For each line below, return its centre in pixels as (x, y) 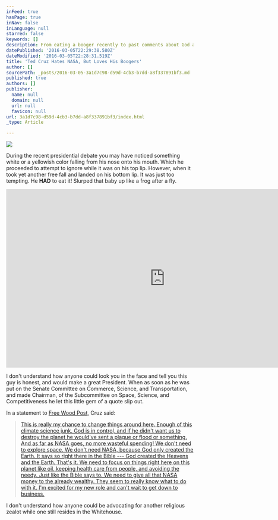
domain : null (28, 100)
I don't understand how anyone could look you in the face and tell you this (97, 376)
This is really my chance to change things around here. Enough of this (106, 425)
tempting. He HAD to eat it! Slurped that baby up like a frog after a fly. (91, 181)
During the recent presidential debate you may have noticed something (93, 156)
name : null (25, 95)
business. (32, 494)
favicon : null (29, 111)
